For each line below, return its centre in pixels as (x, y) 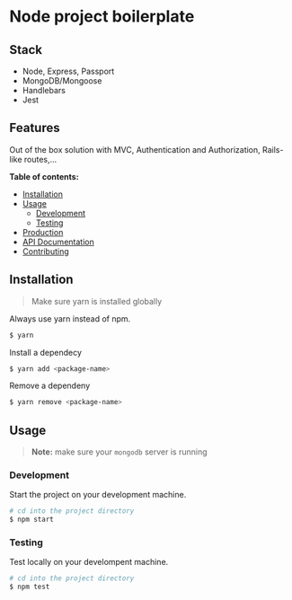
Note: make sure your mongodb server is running (119, 452)
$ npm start (31, 520)
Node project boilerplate (102, 17)
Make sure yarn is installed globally (97, 301)
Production (43, 232)
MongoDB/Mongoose (62, 81)
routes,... (40, 159)
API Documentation (58, 242)
